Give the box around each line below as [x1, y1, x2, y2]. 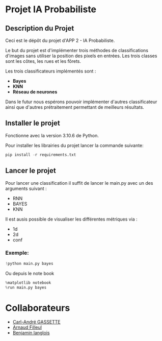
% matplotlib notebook [5, 280, 51, 285]
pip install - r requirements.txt [5, 152, 76, 157]
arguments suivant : [5, 185, 47, 191]
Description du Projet [5, 24, 74, 33]
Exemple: [5, 249, 29, 256]
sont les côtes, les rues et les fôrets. [5, 58, 82, 64]
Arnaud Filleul [12, 324, 42, 330]
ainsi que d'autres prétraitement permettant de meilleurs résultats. [5, 104, 144, 110]
